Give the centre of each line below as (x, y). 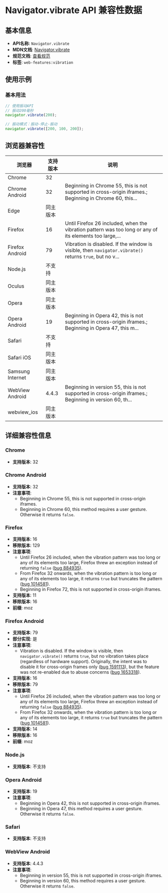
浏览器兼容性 (25, 146)
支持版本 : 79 (25, 632)
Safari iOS (19, 357)
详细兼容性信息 (28, 435)
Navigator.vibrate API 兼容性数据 (74, 10)
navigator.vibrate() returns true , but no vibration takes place (84, 656)
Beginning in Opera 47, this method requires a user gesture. (81, 809)
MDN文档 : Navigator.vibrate (41, 50)
